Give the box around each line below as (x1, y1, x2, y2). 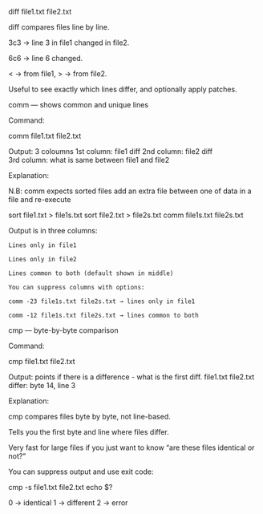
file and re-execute (8, 195, 71, 204)
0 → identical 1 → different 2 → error (8, 498, 128, 508)
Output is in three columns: (8, 226, 98, 235)
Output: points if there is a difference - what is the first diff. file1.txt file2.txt (8, 372, 255, 382)
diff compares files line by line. (8, 22, 110, 31)
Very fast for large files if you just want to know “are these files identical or (8, 443, 255, 452)
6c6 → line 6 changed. (8, 54, 83, 63)
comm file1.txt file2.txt (8, 132, 82, 140)
